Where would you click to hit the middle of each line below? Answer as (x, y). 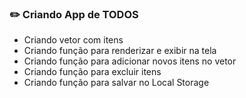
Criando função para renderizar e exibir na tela (120, 51)
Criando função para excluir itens (92, 72)
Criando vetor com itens (73, 40)
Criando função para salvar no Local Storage (116, 83)
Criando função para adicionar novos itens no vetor (130, 61)
